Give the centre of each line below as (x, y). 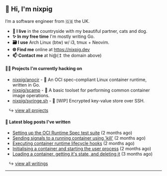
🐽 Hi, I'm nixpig (29, 9)
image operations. (31, 95)
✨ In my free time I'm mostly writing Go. (53, 36)
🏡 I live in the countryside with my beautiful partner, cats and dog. (80, 31)
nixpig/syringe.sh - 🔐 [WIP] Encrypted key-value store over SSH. (79, 101)
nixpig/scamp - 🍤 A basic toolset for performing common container (81, 90)
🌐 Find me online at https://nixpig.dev (51, 49)
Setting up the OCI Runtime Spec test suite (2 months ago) (72, 133)
